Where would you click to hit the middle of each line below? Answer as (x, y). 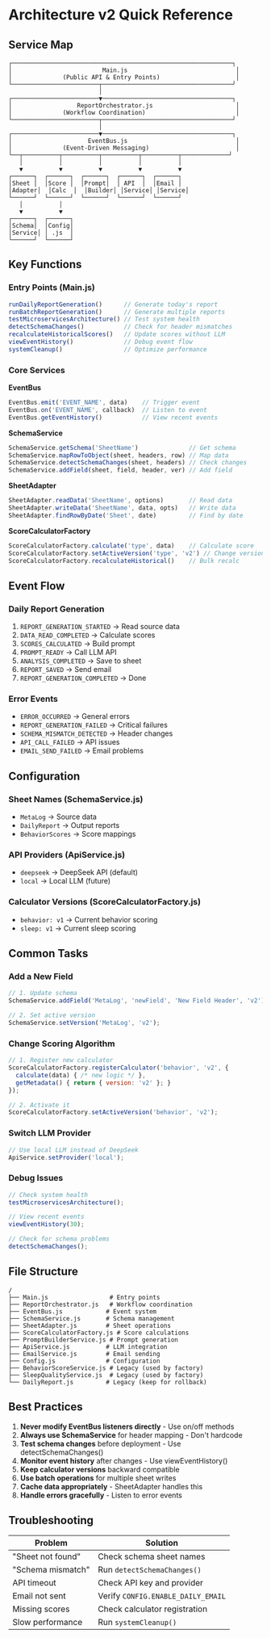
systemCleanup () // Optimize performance (108, 349)
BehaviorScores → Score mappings (78, 834)
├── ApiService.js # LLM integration (88, 1346)
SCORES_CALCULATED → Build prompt (77, 644)
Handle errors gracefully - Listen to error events (101, 1495)
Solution (162, 1543)
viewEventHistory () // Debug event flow (101, 342)
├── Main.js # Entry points (84, 1297)
